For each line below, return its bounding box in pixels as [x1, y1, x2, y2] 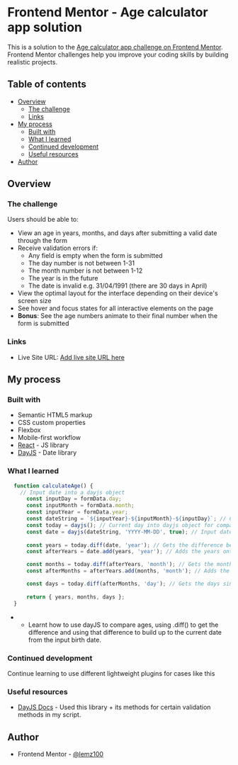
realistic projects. [7, 57, 58, 66]
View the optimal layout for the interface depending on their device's [17, 289, 218, 297]
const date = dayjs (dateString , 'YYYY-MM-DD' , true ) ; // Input [25, 528, 217, 535]
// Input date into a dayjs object [20, 489, 125, 496]
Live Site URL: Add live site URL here [17, 353, 125, 361]
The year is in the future [28, 274, 98, 283]
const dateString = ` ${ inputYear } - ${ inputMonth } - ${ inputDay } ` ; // [25, 515, 227, 523]
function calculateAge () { [13, 482, 93, 489]
